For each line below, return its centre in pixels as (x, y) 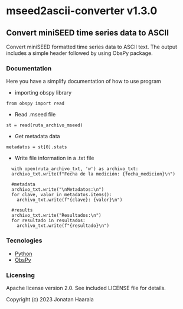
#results (22, 210)
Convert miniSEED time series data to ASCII (88, 33)
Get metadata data (37, 136)
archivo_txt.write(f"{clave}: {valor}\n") (70, 200)
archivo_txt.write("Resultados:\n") (56, 216)
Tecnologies (24, 240)
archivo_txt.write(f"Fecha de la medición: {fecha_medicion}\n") (94, 174)
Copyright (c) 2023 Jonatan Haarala (50, 299)
